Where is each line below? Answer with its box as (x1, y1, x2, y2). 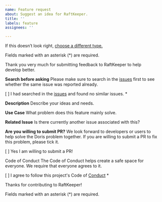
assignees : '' (5, 25, 34, 30)
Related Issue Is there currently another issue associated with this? (5, 119, 140, 125)
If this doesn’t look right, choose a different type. (5, 43, 103, 49)
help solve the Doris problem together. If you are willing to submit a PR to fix (5, 134, 157, 140)
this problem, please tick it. (5, 139, 59, 145)
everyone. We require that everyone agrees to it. (5, 163, 102, 169)
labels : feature (5, 20, 38, 26)
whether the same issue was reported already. (5, 81, 98, 88)
